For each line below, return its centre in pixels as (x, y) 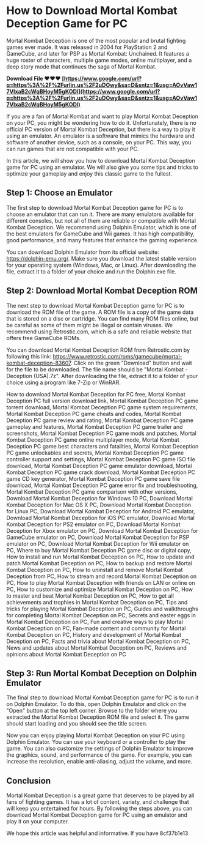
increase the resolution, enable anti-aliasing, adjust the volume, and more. (99, 762)
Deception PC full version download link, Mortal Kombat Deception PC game (103, 401)
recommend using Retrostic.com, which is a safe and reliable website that (99, 332)
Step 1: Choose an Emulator (59, 193)
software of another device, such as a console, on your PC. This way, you (99, 142)
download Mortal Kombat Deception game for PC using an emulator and (97, 815)
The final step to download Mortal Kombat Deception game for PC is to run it (103, 697)
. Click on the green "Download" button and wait (131, 363)
